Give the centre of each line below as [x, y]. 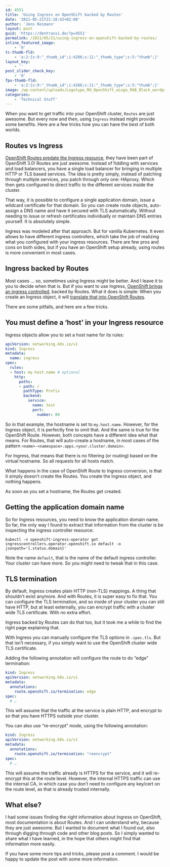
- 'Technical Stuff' [36, 99]
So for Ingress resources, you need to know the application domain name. [82, 519]
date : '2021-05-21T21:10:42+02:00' [43, 19]
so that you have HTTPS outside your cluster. [52, 716]
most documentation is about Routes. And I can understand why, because [82, 822]
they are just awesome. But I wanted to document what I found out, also [80, 828]
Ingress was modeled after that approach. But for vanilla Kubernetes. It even [85, 231]
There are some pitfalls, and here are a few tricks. [57, 307]
